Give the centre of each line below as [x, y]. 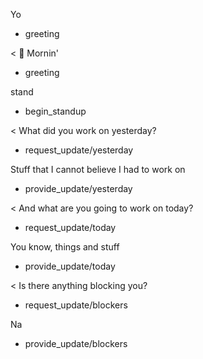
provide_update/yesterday [78, 188]
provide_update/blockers [76, 343]
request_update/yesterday [79, 150]
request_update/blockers [76, 305]
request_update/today [70, 227]
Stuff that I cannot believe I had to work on [98, 169]
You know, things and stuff [65, 247]
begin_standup [55, 111]
